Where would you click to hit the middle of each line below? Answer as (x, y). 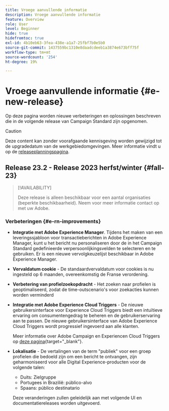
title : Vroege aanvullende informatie (46, 10)
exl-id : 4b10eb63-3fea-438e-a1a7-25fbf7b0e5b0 (55, 43)
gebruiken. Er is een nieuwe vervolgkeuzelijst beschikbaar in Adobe (83, 254)
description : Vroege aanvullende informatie (53, 15)
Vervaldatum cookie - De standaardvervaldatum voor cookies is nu (83, 269)
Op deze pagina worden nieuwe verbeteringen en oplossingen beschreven (83, 116)
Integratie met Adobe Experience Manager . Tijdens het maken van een (88, 232)
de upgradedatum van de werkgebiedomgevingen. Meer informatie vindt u (83, 146)
